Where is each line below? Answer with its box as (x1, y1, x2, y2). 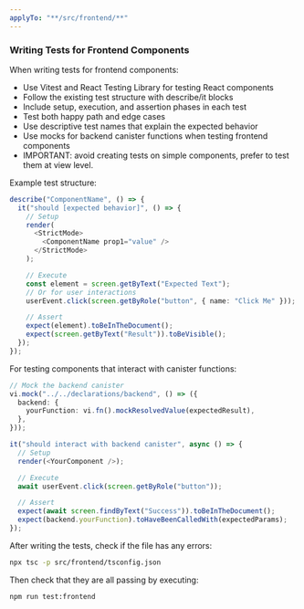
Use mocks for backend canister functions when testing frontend (22, 130, 268, 142)
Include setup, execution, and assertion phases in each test (22, 101, 246, 112)
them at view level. (22, 159, 94, 170)
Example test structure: (9, 177, 98, 188)
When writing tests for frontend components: (9, 64, 180, 75)
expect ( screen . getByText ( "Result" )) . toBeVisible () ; (26, 330, 226, 339)
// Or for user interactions (26, 288, 137, 297)
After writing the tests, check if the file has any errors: (9, 540, 213, 551)
